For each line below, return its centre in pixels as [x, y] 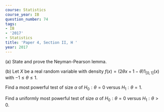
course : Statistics [26, 10]
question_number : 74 [27, 19]
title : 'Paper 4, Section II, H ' [42, 43]
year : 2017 [17, 47]
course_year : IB [22, 15]
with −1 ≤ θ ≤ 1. [21, 78]
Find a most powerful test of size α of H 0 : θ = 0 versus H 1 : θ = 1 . [74, 88]
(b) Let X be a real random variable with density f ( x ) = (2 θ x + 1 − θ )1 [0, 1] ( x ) [82, 72]
